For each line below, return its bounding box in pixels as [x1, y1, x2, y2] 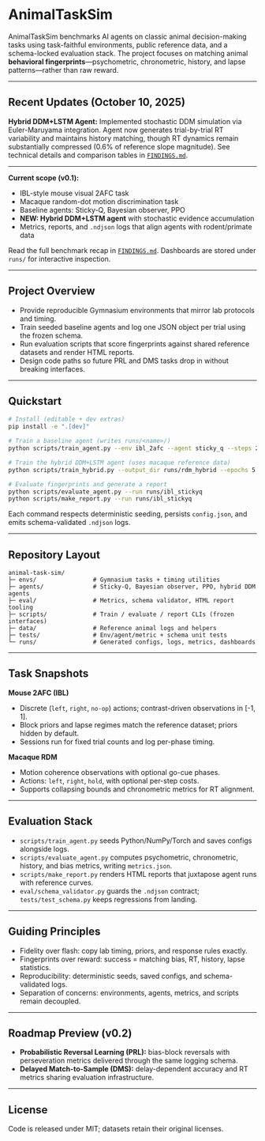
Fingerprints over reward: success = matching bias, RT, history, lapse [19, 954, 245, 964]
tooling [8, 603, 34, 612]
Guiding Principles [8, 925, 101, 939]
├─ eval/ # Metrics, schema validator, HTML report [8, 597, 235, 605]
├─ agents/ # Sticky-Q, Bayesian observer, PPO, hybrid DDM [8, 583, 256, 591]
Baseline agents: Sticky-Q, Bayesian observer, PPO [19, 205, 185, 214]
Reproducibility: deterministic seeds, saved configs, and [19, 971, 203, 980]
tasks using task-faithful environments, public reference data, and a [8, 40, 228, 49]
